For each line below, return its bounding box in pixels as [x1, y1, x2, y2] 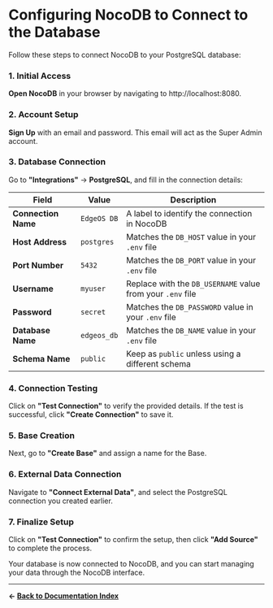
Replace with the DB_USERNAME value [125, 278, 261, 289]
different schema [125, 358, 191, 369]
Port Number [12, 259, 63, 271]
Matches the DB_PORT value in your [125, 254, 257, 266]
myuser [80, 284, 106, 293]
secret [80, 307, 106, 316]
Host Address [12, 236, 67, 247]
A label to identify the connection [125, 207, 253, 219]
